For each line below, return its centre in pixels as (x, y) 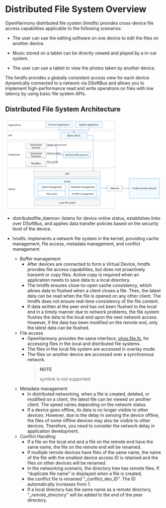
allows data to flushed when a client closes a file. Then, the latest (94, 290)
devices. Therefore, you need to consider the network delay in (91, 426)
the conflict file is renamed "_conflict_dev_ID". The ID (81, 479)
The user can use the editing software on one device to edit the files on (85, 38)
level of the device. (32, 229)
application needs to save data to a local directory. (79, 280)
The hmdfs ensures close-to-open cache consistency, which (89, 285)
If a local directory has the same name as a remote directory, (89, 489)
